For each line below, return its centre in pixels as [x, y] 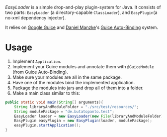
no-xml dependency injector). [36, 18]
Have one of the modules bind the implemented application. [74, 82]
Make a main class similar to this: [46, 93]
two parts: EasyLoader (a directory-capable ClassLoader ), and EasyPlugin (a [81, 12]
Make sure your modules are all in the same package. [67, 77]
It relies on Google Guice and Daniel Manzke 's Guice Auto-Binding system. [82, 27]
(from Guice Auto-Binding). [40, 72]
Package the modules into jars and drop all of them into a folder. [78, 88]
